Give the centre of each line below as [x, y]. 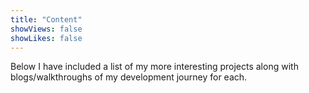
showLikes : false [46, 38]
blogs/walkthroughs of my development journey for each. [129, 77]
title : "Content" [46, 19]
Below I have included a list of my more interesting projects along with [154, 67]
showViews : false [46, 29]
